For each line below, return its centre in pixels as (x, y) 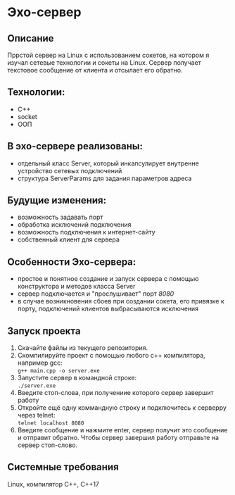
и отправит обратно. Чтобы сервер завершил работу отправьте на (118, 438)
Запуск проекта (44, 331)
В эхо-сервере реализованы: (75, 146)
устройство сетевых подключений (70, 170)
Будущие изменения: (57, 200)
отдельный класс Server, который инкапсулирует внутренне (108, 163)
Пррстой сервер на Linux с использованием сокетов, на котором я (108, 55)
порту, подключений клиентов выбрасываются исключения (108, 309)
